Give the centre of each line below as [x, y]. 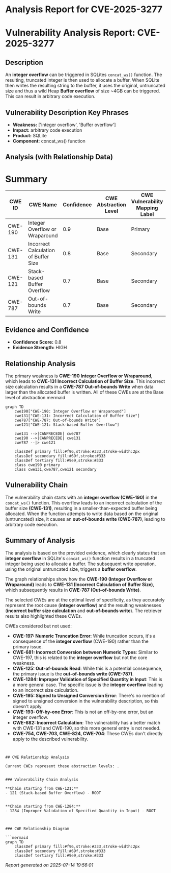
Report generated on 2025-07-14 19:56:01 [49, 865]
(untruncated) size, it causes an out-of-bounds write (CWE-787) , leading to [85, 519]
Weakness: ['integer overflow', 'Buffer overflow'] [64, 125]
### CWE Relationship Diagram [37, 829]
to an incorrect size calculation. [46, 690]
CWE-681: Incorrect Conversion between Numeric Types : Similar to [85, 652]
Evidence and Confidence [47, 330]
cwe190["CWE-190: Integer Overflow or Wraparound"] [70, 411]
